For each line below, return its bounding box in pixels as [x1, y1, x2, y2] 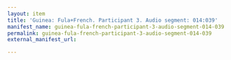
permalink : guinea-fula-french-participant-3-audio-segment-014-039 [7, 29, 212, 37]
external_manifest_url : [7, 36, 77, 43]
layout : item [7, 10, 46, 17]
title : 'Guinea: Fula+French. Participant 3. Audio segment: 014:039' [7, 17, 218, 24]
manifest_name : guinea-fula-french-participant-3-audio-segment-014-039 [7, 23, 225, 30]
